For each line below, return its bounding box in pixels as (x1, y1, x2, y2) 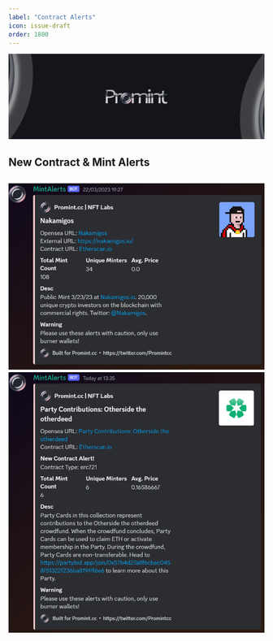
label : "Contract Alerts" (8, 13, 96, 21)
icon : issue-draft (8, 21, 71, 30)
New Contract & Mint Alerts (8, 155, 150, 169)
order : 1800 (8, 30, 49, 38)
